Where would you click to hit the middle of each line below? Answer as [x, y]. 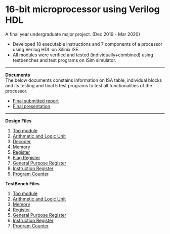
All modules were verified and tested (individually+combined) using [83, 55]
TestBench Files [23, 183]
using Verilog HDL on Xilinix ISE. [46, 49]
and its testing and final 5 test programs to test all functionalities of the [79, 85]
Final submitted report [36, 101]
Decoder [22, 141]
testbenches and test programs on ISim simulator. [64, 60]
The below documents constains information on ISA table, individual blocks [84, 80]
